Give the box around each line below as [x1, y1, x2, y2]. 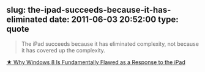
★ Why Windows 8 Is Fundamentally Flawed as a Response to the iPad [6, 58, 185, 66]
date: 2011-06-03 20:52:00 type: [49, 15, 179, 25]
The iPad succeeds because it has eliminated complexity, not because [21, 40, 199, 48]
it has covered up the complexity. [21, 46, 106, 54]
